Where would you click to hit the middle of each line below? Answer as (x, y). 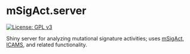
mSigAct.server (46, 11)
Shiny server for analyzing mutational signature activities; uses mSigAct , (95, 38)
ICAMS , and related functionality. (47, 45)
